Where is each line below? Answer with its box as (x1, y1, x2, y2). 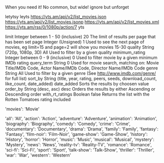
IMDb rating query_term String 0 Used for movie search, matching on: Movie (5, 60, 159, 65)
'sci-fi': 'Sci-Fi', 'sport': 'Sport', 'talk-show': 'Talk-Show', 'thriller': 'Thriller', (5, 147, 155, 153)
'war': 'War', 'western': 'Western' (5, 152, 71, 158)
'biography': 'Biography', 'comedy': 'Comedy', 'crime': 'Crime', (5, 121, 131, 127)
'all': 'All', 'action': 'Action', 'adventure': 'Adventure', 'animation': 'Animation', (5, 116, 158, 121)
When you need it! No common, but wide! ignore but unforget (5, 4, 129, 10)
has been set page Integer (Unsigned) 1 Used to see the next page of (5, 39, 144, 45)
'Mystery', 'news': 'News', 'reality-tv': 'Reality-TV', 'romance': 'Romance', (5, 142, 152, 147)
